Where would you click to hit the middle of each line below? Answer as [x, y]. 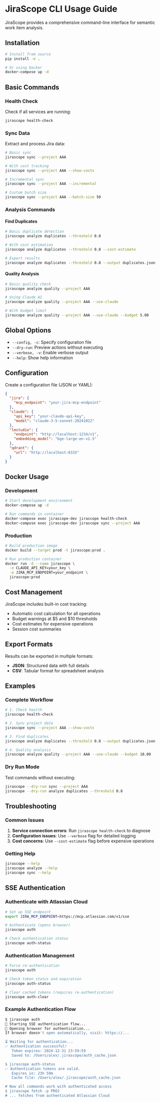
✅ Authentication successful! [36, 1046]
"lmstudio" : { [24, 430]
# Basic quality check [28, 284]
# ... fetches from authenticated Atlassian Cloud [57, 1096]
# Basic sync [18, 153]
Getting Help [20, 854]
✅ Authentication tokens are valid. [43, 1069]
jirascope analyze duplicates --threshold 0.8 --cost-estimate [71, 249]
